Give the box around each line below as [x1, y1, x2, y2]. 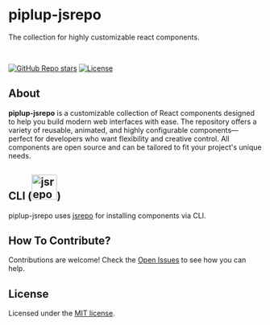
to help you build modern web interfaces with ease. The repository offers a [8, 117, 257, 126]
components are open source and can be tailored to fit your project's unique [8, 142, 262, 152]
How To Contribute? [8, 233, 111, 247]
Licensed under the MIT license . [8, 308, 115, 319]
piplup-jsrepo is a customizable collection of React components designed [8, 108, 255, 117]
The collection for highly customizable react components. [8, 32, 200, 42]
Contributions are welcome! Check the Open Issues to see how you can [8, 255, 247, 265]
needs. [8, 150, 31, 160]
